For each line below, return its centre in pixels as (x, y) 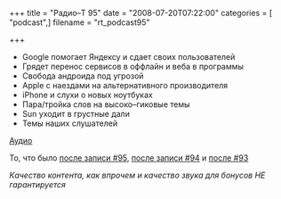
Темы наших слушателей (70, 123)
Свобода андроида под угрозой (83, 76)
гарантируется (38, 185)
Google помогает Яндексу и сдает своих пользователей (128, 57)
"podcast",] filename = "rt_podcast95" (80, 22)
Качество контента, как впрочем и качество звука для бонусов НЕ (137, 175)
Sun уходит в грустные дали (76, 114)
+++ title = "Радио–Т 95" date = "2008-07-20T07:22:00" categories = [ (141, 13)
